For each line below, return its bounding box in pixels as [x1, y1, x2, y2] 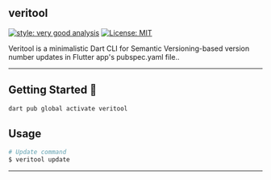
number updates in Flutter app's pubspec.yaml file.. [8, 52, 180, 61]
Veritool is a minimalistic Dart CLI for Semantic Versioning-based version [8, 44, 250, 53]
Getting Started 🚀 [8, 83, 98, 97]
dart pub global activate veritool [8, 104, 128, 112]
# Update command [8, 149, 67, 157]
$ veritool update [8, 156, 70, 164]
